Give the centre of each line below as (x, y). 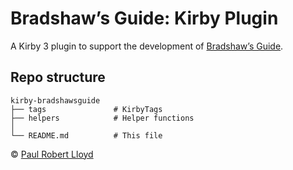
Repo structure (58, 77)
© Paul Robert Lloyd (52, 154)
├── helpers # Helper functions (102, 118)
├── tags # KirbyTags (86, 109)
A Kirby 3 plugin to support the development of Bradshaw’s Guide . (147, 46)
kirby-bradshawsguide (55, 100)
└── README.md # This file (86, 135)
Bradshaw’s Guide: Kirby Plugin (144, 18)
